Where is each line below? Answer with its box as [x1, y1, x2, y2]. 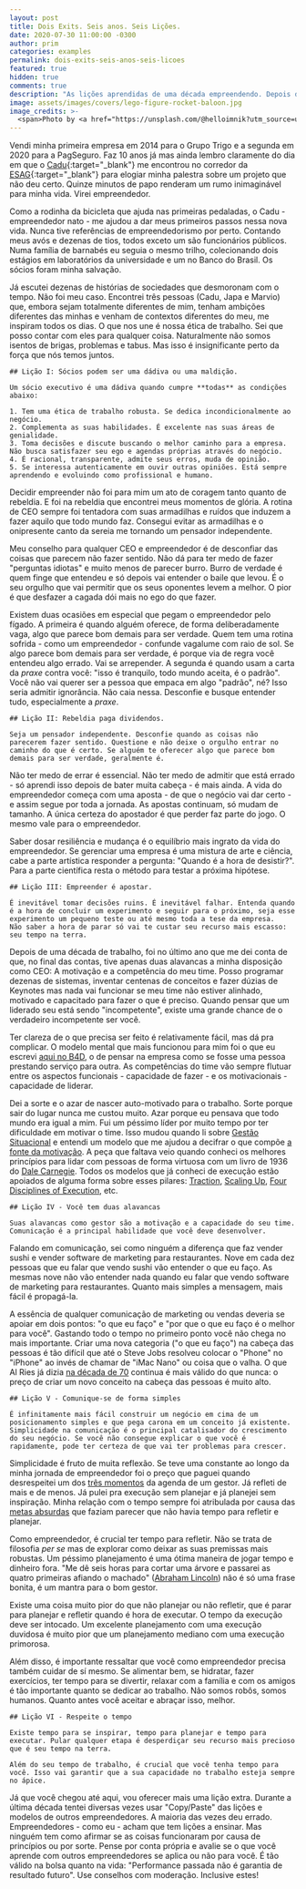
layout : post [9, 13, 59, 23]
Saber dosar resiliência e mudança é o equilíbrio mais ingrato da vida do [9, 836, 280, 847]
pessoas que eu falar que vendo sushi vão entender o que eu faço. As [9, 1262, 273, 1273]
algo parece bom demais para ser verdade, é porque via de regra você [9, 648, 275, 659]
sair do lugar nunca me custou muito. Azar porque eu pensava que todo [9, 1108, 280, 1119]
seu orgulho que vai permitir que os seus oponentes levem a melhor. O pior [9, 582, 292, 593]
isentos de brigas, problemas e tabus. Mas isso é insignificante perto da [9, 340, 280, 351]
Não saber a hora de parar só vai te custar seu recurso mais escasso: [9, 922, 287, 932]
